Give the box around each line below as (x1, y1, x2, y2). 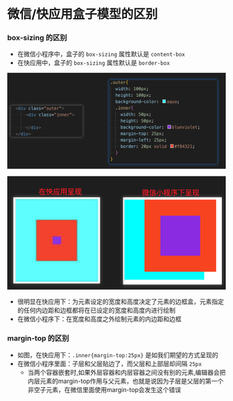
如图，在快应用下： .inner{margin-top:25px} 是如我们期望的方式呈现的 (17, 350, 218, 359)
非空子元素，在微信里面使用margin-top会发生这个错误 (27, 385, 182, 393)
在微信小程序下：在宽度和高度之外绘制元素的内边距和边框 (17, 314, 182, 323)
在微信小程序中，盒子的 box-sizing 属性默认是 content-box (17, 50, 185, 58)
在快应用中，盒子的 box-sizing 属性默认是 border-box (17, 58, 170, 67)
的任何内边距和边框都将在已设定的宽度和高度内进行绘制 (17, 306, 175, 314)
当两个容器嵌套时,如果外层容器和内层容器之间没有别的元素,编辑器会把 (27, 368, 226, 376)
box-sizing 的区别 (7, 33, 67, 42)
